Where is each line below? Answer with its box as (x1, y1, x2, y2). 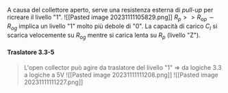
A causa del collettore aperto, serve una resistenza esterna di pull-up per (7, 6, 214, 14)
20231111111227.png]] (23, 78, 84, 86)
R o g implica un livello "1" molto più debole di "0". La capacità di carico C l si (7, 22, 218, 31)
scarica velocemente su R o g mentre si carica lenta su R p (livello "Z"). (7, 31, 201, 40)
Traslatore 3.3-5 (7, 48, 55, 56)
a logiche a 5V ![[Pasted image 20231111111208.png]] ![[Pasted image (23, 70, 218, 79)
